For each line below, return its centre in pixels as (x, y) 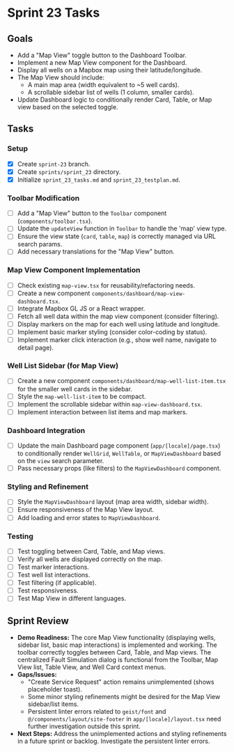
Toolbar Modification (44, 198)
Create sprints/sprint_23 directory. (69, 171)
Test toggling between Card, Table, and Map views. (91, 551)
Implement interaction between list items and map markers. (102, 412)
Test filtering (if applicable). (57, 583)
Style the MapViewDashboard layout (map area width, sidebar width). (113, 502)
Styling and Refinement (48, 487)
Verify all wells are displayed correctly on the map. (90, 559)
